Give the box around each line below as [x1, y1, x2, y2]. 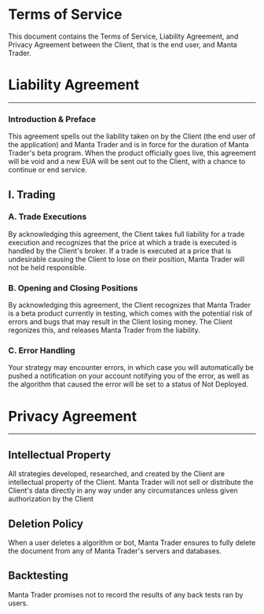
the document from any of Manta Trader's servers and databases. [8, 546, 222, 556]
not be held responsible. [8, 262, 86, 272]
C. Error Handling [8, 345, 76, 356]
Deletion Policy [8, 517, 84, 531]
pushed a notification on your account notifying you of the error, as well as [8, 372, 250, 381]
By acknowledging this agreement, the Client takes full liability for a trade [8, 229, 245, 239]
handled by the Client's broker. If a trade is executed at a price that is [8, 246, 232, 255]
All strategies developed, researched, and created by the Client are [8, 469, 225, 479]
